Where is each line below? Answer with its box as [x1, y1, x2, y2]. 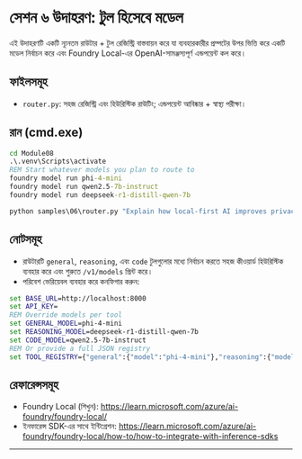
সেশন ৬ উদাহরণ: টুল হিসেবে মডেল [9, 7, 184, 28]
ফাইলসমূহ [9, 75, 48, 90]
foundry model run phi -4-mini [9, 174, 123, 183]
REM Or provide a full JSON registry [9, 344, 151, 353]
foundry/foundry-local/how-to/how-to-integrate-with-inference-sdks [22, 431, 279, 442]
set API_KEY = [9, 302, 58, 311]
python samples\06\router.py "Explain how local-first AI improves [9, 206, 268, 216]
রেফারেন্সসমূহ [9, 377, 58, 392]
